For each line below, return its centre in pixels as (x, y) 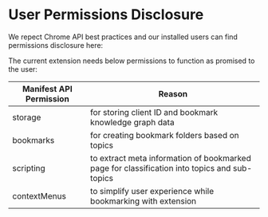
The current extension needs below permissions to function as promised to (132, 61)
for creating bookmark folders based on (165, 135)
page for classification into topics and (161, 168)
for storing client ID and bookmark (154, 112)
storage (27, 117)
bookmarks (33, 140)
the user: (23, 69)
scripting (29, 168)
